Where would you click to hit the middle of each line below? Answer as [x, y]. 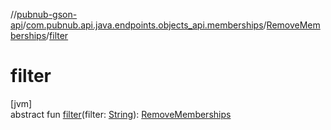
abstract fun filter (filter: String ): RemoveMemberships [121, 114]
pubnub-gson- [47, 14]
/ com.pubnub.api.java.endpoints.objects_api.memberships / [144, 25]
